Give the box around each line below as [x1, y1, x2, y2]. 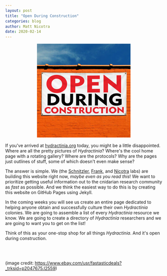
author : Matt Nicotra [5, 24, 50, 29]
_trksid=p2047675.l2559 [5, 265, 56, 271]
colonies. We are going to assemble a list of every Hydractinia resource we [5, 210, 160, 216]
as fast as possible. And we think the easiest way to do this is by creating [5, 184, 156, 190]
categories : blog [5, 18, 41, 23]
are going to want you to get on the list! [5, 220, 86, 226]
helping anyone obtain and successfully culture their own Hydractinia [5, 204, 148, 210]
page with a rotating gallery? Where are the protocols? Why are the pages [5, 153, 157, 159]
